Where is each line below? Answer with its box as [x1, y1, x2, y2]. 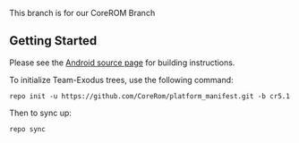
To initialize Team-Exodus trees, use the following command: [9, 74, 235, 85]
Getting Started [9, 33, 98, 48]
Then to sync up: [9, 107, 72, 118]
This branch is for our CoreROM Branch [9, 8, 156, 18]
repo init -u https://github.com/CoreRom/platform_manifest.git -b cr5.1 [9, 91, 291, 101]
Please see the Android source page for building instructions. [9, 57, 235, 68]
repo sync [9, 124, 47, 133]
